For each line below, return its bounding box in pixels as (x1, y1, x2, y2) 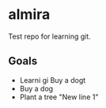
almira (8, 6, 51, 24)
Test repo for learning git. (8, 32, 91, 41)
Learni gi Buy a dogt (19, 75, 86, 84)
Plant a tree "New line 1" (19, 92, 99, 102)
